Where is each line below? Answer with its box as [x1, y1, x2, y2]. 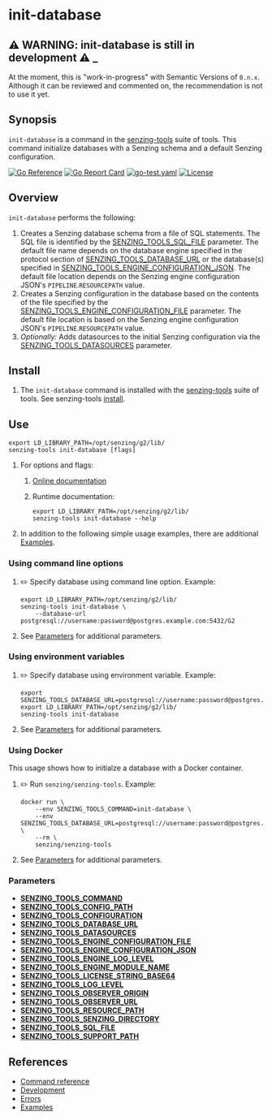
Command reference [19, 1077, 90, 1087]
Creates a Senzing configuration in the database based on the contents [19, 288, 260, 298]
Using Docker [8, 744, 63, 756]
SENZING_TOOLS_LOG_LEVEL [19, 980, 124, 989]
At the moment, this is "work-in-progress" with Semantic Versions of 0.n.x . [8, 72, 260, 82]
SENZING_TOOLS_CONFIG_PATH [19, 902, 133, 912]
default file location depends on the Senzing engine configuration [19, 271, 240, 281]
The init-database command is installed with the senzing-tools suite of [19, 386, 260, 395]
